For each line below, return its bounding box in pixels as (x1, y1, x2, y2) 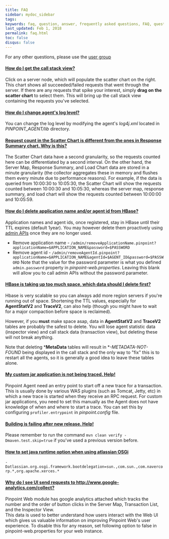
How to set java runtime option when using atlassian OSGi (5, 449, 129, 455)
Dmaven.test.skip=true (5, 438, 53, 444)
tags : (5, 17, 17, 22)
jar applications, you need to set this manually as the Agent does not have (5, 398, 158, 404)
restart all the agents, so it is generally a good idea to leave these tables (5, 355, 154, 361)
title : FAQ (5, 7, 28, 13)
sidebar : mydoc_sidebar (5, 12, 55, 17)
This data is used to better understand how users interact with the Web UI (5, 512, 158, 518)
